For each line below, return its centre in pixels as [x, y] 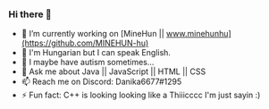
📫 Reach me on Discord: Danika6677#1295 [101, 82]
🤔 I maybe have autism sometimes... [88, 63]
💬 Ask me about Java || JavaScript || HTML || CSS [113, 71]
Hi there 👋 [30, 14]
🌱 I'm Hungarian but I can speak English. [96, 53]
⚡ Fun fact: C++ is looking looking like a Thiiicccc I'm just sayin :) [141, 95]
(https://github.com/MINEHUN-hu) [85, 43]
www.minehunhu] [198, 34]
